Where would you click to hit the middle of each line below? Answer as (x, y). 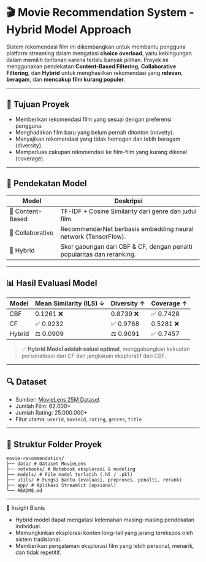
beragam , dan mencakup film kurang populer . (66, 79)
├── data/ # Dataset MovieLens (46, 464)
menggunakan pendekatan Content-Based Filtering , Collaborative (91, 66)
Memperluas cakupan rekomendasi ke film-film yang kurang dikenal (101, 152)
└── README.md (25, 491)
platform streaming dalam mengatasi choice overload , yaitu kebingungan (99, 53)
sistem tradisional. (38, 539)
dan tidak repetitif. (38, 552)
